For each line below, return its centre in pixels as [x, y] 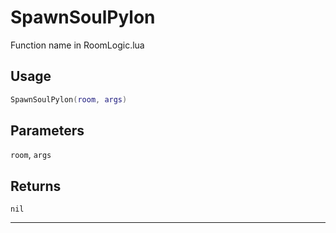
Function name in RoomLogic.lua [77, 45]
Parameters [47, 131]
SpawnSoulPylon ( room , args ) [69, 99]
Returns [36, 186]
